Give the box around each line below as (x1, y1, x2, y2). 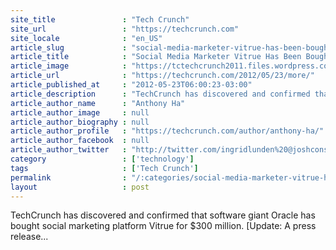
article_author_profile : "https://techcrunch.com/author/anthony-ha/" (10, 126, 325, 136)
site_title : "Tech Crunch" (10, 14, 190, 25)
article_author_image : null (10, 107, 150, 118)
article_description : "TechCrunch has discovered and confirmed (10, 89, 311, 99)
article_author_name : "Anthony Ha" (10, 98, 186, 108)
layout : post (10, 182, 150, 192)
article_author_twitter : (10, 145, 128, 155)
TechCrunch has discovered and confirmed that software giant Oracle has (10, 209, 316, 221)
